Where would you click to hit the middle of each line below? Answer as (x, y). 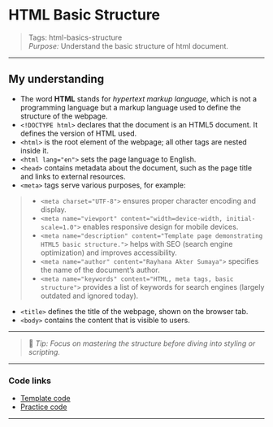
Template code (45, 399)
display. (53, 209)
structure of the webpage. (64, 116)
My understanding (56, 79)
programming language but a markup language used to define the (130, 107)
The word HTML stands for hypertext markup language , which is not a (139, 98)
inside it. (34, 150)
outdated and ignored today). (89, 295)
